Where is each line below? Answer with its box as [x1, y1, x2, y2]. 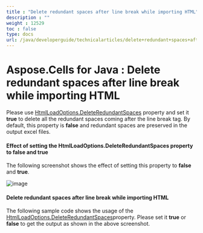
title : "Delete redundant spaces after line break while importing [6, 8, 182, 15]
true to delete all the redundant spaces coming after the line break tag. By [6, 115, 190, 122]
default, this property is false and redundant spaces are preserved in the [6, 122, 187, 129]
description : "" [6, 15, 50, 21]
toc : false [6, 25, 36, 32]
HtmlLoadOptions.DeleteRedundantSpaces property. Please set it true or [6, 214, 186, 221]
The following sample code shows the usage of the [6, 207, 134, 215]
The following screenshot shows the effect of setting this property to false [6, 162, 192, 169]
